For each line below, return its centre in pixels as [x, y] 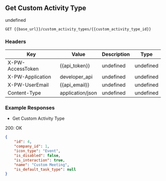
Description [116, 54]
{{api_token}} [75, 66]
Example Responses [30, 108]
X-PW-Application [29, 77]
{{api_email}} [75, 85]
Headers [16, 42]
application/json [79, 93]
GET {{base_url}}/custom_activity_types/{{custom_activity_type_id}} [78, 29]
